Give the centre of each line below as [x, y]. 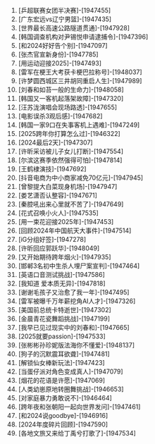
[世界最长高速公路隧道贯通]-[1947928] [74, 28]
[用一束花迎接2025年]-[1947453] [66, 222]
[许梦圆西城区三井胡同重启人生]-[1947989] [80, 81]
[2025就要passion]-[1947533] [62, 336]
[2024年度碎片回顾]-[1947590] [63, 424]
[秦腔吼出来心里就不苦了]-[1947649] [71, 204]
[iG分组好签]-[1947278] [52, 239]
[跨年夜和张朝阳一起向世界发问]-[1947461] [79, 407]
